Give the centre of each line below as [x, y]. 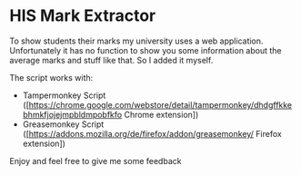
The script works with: [51, 77]
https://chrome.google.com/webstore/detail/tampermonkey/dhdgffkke [161, 104]
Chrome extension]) [161, 114]
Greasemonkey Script [63, 124]
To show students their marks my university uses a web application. [136, 41]
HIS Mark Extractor [83, 16]
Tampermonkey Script [64, 95]
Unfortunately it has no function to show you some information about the [145, 50]
